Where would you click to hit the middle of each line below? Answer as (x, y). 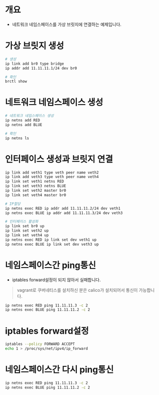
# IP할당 (13, 204)
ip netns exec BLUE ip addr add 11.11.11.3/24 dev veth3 (64, 213)
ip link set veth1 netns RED (35, 181)
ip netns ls (17, 138)
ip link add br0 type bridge (35, 64)
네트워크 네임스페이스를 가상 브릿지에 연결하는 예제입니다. (67, 24)
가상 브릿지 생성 (35, 46)
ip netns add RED (23, 120)
